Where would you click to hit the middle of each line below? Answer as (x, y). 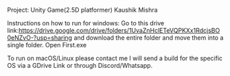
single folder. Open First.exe (47, 45)
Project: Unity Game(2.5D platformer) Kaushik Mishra (82, 10)
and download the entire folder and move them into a (149, 38)
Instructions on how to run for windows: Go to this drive (86, 23)
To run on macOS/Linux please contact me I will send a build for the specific (115, 58)
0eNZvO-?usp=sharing (40, 38)
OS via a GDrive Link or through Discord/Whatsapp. (80, 65)
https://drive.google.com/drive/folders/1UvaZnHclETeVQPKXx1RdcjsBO (119, 30)
